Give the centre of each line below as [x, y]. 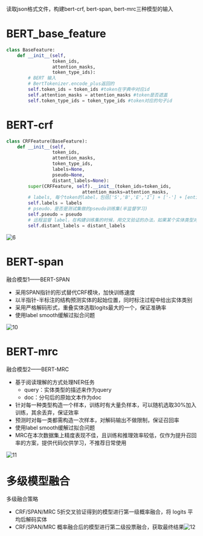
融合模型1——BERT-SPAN [38, 279]
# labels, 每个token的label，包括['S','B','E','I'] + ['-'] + [105, 198]
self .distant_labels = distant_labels [77, 226]
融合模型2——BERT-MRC [38, 369]
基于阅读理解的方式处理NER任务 [55, 382]
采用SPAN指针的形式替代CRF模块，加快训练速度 [75, 292]
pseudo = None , [69, 175]
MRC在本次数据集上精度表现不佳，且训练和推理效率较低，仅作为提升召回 [106, 435]
